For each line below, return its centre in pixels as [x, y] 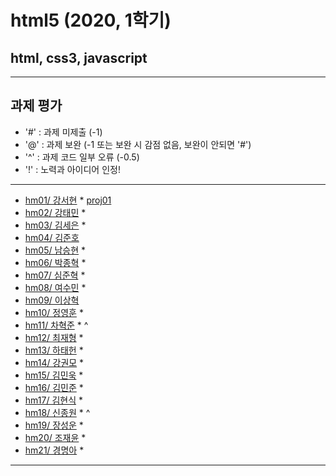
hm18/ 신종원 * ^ [57, 412]
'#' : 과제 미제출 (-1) [63, 132]
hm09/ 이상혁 [52, 300]
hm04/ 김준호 [52, 237]
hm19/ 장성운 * [54, 425]
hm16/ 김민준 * [54, 387]
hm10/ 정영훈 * [54, 312]
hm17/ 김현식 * [53, 400]
